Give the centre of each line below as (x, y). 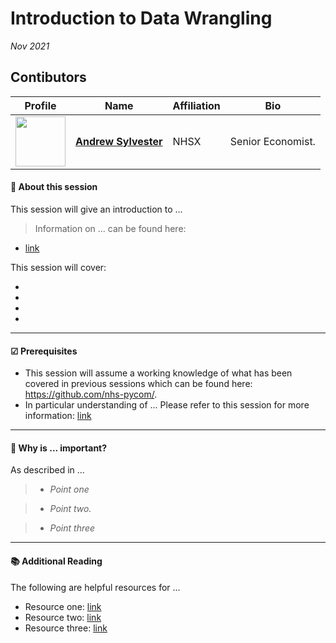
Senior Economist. (272, 141)
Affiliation (196, 105)
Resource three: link (66, 628)
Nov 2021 (30, 46)
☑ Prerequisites (44, 351)
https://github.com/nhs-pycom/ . (91, 394)
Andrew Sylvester (119, 141)
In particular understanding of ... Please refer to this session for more (167, 405)
